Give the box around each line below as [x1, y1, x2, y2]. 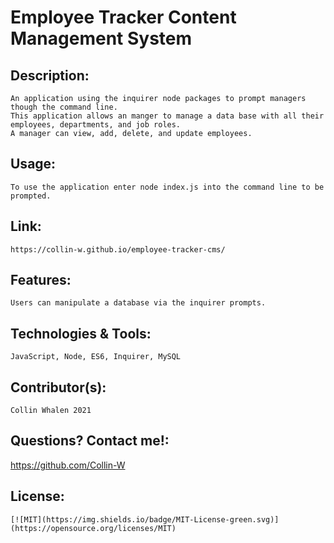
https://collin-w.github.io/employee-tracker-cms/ [10, 244, 226, 255]
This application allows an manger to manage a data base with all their [10, 111, 325, 121]
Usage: [10, 156, 57, 173]
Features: [10, 272, 72, 289]
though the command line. [10, 102, 118, 112]
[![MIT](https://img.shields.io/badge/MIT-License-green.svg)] [10, 514, 280, 525]
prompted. [10, 191, 52, 201]
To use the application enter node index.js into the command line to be [10, 182, 325, 192]
